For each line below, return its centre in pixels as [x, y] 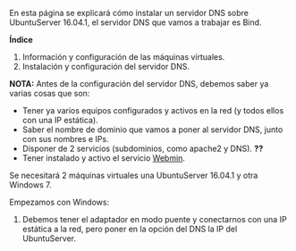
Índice [21, 40]
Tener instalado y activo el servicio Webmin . [104, 158]
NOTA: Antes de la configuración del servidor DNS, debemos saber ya [139, 84]
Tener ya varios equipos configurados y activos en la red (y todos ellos [153, 110]
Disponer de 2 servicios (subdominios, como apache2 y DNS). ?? [143, 148]
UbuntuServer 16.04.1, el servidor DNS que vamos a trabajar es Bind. [135, 22]
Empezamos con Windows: [59, 202]
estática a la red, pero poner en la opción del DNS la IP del [130, 229]
